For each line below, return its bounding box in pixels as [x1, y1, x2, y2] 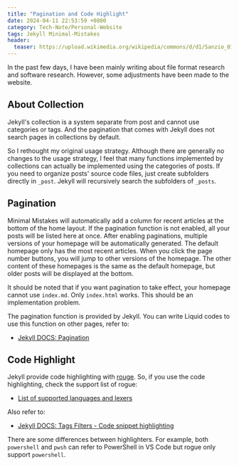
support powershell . [7, 450, 66, 459]
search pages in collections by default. [7, 132, 121, 141]
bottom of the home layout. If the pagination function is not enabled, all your [7, 223, 230, 232]
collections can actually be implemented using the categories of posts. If [7, 161, 221, 170]
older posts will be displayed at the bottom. [7, 269, 134, 277]
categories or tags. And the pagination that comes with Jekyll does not [7, 125, 215, 134]
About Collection [7, 99, 84, 111]
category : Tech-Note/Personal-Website [7, 23, 122, 31]
